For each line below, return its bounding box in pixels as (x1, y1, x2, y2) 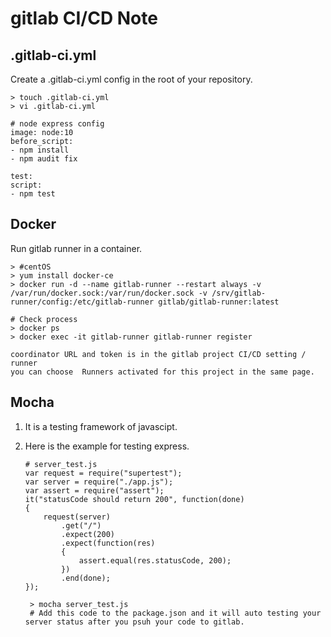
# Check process (10, 314, 78, 324)
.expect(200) (61, 529, 115, 539)
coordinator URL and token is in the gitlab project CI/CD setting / (10, 349, 307, 359)
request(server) (43, 512, 111, 522)
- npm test (10, 189, 56, 199)
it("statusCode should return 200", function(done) (24, 494, 245, 504)
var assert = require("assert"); (24, 485, 165, 496)
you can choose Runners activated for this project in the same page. (10, 367, 315, 377)
